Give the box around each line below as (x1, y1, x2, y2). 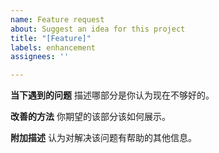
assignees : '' (10, 52, 70, 62)
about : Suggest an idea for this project (10, 24, 186, 34)
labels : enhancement (10, 42, 97, 53)
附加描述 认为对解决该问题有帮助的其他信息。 (10, 132, 197, 144)
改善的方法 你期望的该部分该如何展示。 (10, 111, 171, 123)
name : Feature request (10, 14, 105, 25)
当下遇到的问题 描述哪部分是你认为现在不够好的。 (10, 89, 215, 101)
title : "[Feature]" (10, 33, 92, 43)
